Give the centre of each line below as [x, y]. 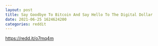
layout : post [19, 10]
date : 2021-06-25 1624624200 [36, 19]
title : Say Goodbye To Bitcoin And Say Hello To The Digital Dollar [79, 15]
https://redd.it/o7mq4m [30, 38]
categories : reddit [26, 24]
